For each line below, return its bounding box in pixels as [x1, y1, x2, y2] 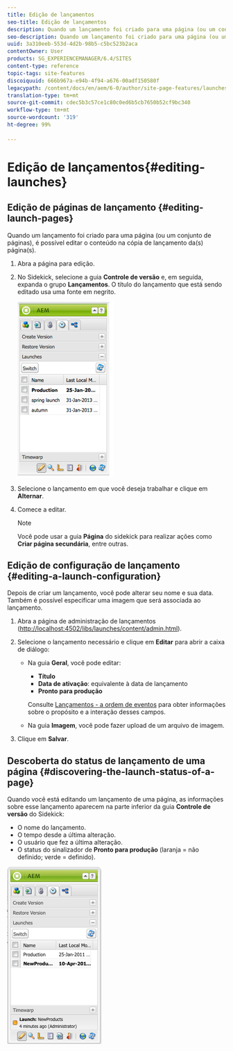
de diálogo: [17, 645, 50, 653]
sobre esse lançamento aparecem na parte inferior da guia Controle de [7, 803, 211, 811]
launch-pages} [7, 213, 74, 225]
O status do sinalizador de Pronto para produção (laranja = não [17, 845, 200, 854]
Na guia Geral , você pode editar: [27, 659, 121, 667]
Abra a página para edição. [17, 259, 95, 268]
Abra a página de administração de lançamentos [17, 617, 156, 626]
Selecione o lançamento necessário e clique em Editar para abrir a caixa [17, 638, 225, 646]
